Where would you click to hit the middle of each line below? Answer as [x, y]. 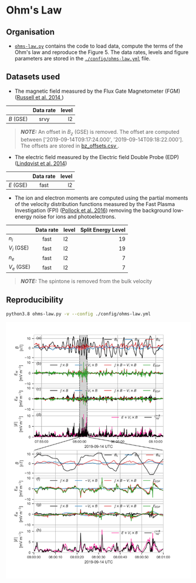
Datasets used [33, 77]
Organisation [30, 32]
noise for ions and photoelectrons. [75, 217]
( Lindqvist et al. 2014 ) [41, 163]
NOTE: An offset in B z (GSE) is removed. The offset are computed [100, 133]
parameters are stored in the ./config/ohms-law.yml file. [82, 58]
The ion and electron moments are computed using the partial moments [101, 198]
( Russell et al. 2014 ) [39, 97]
